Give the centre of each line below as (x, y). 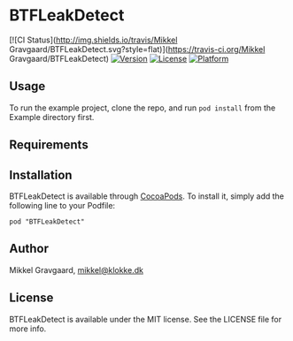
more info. (28, 329)
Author (29, 249)
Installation (41, 174)
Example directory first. (52, 117)
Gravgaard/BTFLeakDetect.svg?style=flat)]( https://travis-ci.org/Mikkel (137, 49)
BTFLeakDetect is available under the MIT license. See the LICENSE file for (146, 319)
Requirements (49, 145)
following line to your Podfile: (62, 205)
